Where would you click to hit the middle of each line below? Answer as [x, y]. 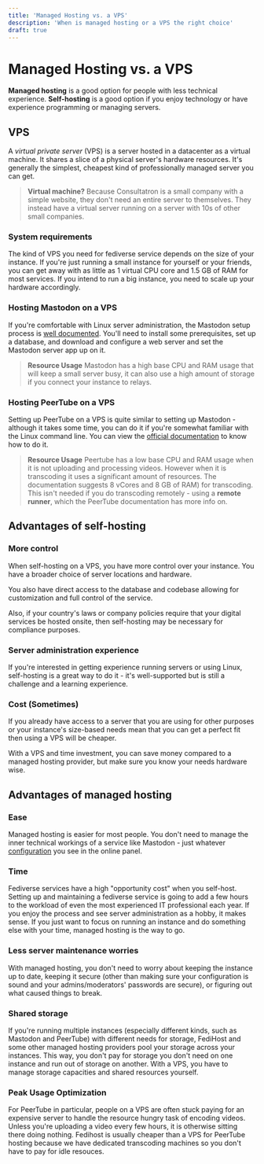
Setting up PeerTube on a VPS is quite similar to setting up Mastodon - [122, 420]
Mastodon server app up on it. [57, 350]
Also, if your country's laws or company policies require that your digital [125, 613]
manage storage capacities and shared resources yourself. [103, 1072]
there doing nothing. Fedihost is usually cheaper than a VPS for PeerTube [127, 1135]
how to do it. [28, 444]
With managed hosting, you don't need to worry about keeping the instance [130, 967]
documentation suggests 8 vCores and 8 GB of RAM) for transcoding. [140, 485]
